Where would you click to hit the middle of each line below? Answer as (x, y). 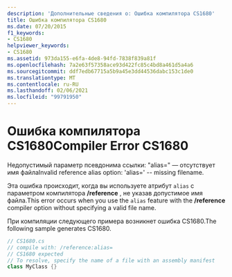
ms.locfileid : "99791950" (44, 97)
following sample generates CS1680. (60, 228)
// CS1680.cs (26, 241)
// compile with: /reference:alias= (60, 247)
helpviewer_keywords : (38, 46)
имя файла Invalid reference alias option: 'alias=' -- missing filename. (106, 172)
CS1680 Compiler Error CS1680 (98, 146)
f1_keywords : (26, 33)
